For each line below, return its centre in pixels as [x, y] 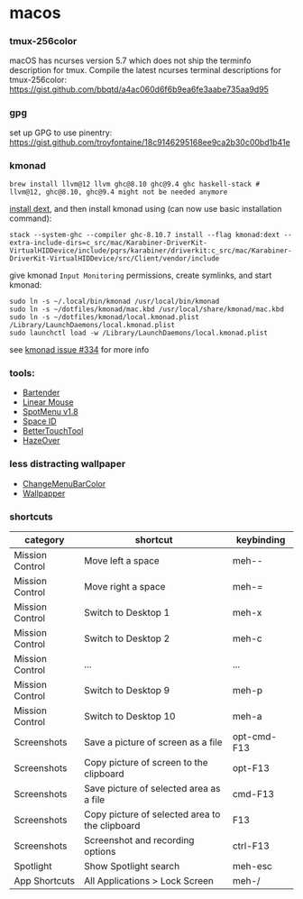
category [45, 539]
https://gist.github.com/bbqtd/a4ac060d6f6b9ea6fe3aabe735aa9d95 [139, 89]
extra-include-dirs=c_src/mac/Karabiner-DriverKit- [108, 243]
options [100, 851]
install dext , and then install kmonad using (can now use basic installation [146, 209]
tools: [22, 373]
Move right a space [125, 586]
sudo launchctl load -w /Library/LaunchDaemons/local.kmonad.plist [139, 333]
